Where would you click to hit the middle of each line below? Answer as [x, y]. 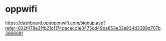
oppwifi [21, 9]
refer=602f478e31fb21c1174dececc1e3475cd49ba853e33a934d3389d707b [83, 28]
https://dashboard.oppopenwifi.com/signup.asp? [55, 23]
